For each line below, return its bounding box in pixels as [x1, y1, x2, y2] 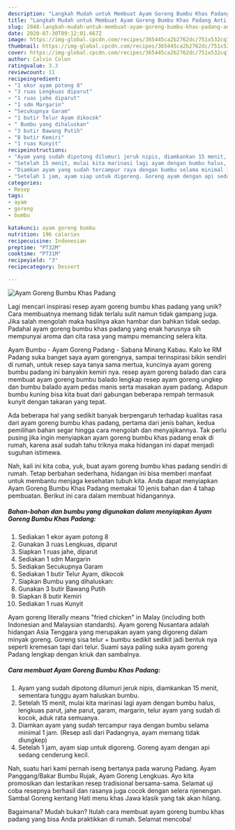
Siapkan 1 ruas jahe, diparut [17, 547, 98, 556]
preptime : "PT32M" [8, 244, 61, 251]
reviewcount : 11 [8, 69, 55, 76]
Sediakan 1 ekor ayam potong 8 [17, 532, 109, 541]
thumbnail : [8, 43, 40, 50]
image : [8, 36, 27, 43]
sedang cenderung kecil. [17, 750, 90, 759]
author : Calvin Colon [8, 56, 71, 63]
